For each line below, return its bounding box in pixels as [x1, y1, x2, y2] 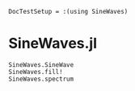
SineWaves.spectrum [8, 75, 74, 83]
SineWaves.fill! [8, 68, 63, 76]
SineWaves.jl [8, 35, 98, 52]
